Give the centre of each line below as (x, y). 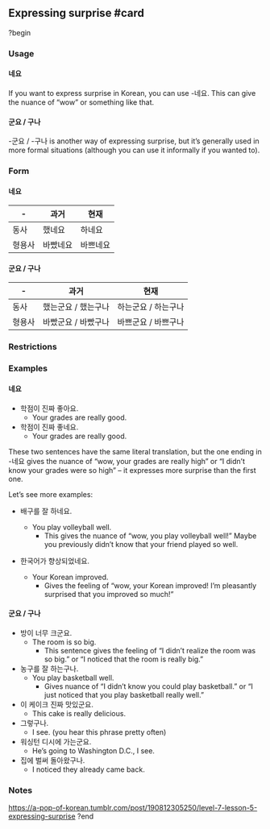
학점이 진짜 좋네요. (49, 427)
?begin (20, 32)
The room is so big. (64, 642)
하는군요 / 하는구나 (151, 307)
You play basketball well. (73, 678)
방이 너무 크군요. (46, 632)
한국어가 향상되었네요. (55, 561)
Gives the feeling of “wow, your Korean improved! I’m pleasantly (150, 585)
